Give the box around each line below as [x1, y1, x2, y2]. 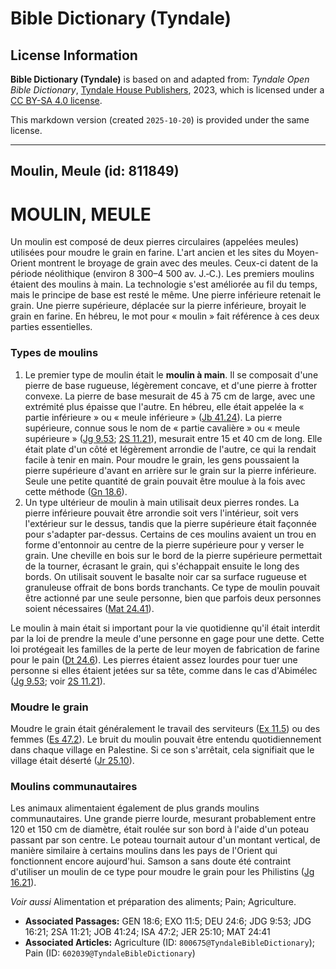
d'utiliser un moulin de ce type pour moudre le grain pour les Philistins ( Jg [10, 866, 315, 878]
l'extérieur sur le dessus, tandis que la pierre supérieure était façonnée [24, 517, 317, 529]
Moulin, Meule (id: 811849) [10, 163, 180, 180]
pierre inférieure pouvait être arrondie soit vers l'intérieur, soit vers [24, 507, 299, 519]
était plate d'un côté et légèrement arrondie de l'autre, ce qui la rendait [24, 443, 317, 455]
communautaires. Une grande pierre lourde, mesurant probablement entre [10, 813, 317, 825]
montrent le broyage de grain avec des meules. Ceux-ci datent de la [38, 257, 319, 269]
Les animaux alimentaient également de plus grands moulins [10, 802, 260, 814]
